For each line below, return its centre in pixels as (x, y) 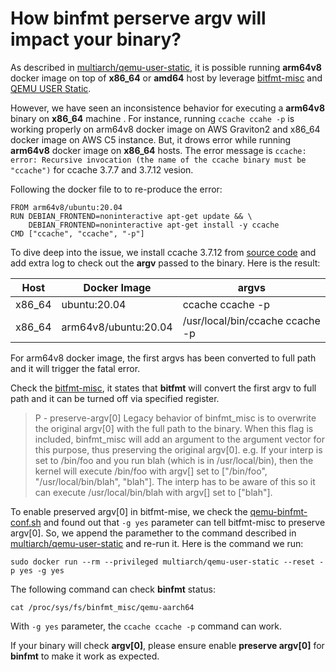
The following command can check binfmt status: (113, 589)
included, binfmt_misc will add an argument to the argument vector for (180, 439)
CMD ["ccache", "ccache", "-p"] (77, 233)
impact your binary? (96, 39)
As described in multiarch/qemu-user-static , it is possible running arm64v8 (166, 67)
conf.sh (26, 522)
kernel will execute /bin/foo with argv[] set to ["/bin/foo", (151, 471)
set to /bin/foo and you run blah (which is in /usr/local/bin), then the (174, 460)
